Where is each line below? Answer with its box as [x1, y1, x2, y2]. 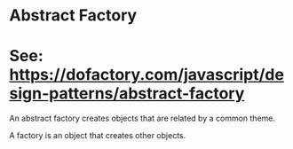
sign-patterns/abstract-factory [9, 83, 245, 104]
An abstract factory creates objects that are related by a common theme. [9, 113, 276, 124]
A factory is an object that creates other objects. [9, 130, 186, 141]
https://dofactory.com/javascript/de [9, 65, 284, 85]
